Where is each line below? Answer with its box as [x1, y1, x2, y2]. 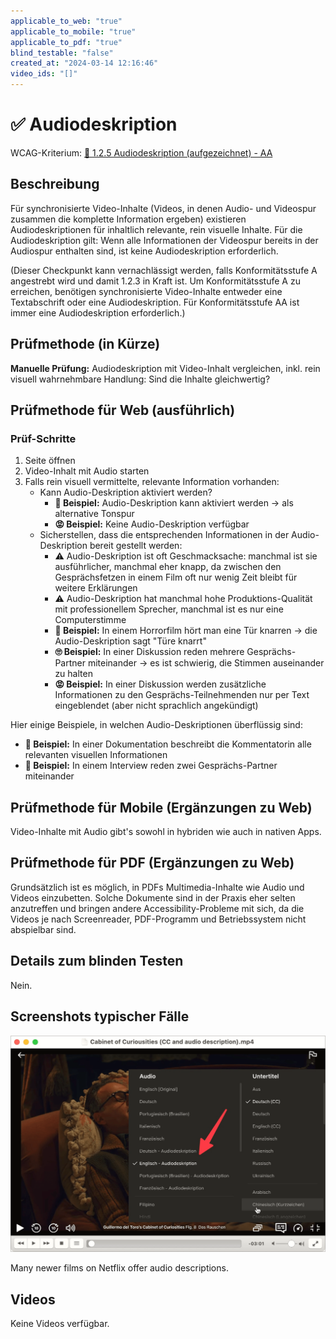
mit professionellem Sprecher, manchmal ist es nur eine [54, 603, 284, 615]
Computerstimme [54, 614, 127, 626]
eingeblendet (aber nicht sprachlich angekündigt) [54, 700, 259, 712]
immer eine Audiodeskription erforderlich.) [10, 306, 186, 319]
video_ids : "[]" [10, 69, 78, 79]
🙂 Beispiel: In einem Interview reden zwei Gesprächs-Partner [24, 760, 278, 772]
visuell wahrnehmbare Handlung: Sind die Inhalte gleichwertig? [10, 373, 271, 385]
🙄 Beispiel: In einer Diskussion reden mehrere [54, 646, 245, 658]
